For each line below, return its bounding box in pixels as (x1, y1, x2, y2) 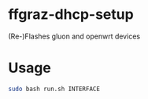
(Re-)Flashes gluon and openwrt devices (8, 31, 140, 41)
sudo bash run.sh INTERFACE (8, 85, 101, 93)
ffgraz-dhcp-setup (8, 5, 134, 24)
